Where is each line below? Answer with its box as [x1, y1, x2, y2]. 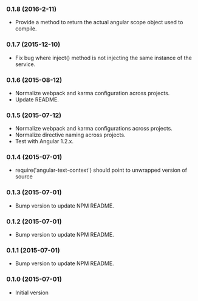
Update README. [15, 96, 60, 103]
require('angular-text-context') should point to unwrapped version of [15, 166, 187, 174]
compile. [15, 25, 38, 32]
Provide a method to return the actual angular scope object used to [15, 19, 183, 26]
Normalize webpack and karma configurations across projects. [15, 125, 173, 132]
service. [15, 60, 36, 68]
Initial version [15, 289, 49, 296]
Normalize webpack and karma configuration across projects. [15, 89, 170, 96]
